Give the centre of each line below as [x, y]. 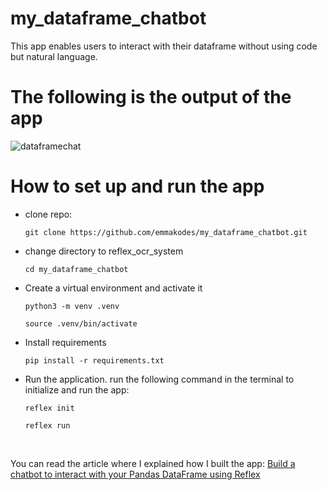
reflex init [49, 408]
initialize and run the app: [77, 389]
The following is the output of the [151, 97]
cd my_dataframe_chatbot [76, 269]
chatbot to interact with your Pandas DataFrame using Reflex [135, 474]
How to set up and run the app [137, 186]
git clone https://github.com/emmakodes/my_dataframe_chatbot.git [166, 232]
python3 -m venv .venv [72, 306]
